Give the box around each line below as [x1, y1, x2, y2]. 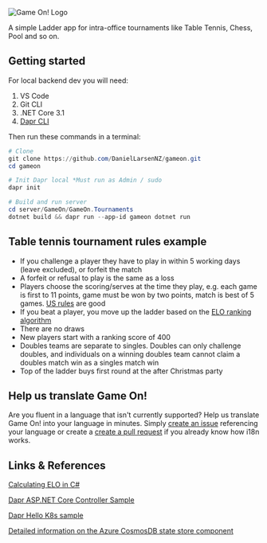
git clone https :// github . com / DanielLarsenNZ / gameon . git [8, 154, 202, 162]
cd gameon [8, 162, 41, 170]
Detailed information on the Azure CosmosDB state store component [8, 526, 234, 536]
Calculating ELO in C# [8, 480, 80, 490]
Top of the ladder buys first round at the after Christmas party [19, 366, 223, 376]
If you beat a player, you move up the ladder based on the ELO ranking [19, 307, 252, 316]
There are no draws [19, 323, 85, 334]
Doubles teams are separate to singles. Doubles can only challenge [19, 341, 241, 350]
